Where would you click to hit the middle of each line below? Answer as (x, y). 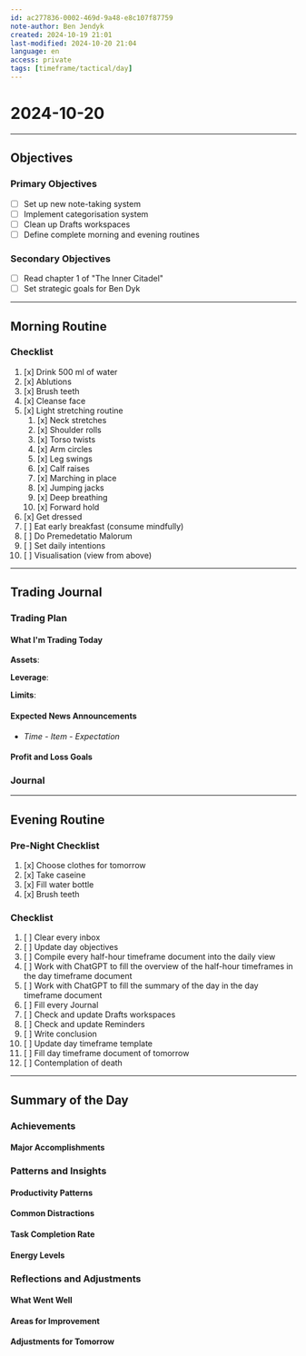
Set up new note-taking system (82, 203)
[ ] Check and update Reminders (84, 1024)
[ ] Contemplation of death (73, 1063)
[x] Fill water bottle (59, 885)
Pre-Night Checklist (55, 846)
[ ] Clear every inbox (62, 937)
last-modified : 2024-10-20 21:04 (74, 43)
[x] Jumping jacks (71, 488)
